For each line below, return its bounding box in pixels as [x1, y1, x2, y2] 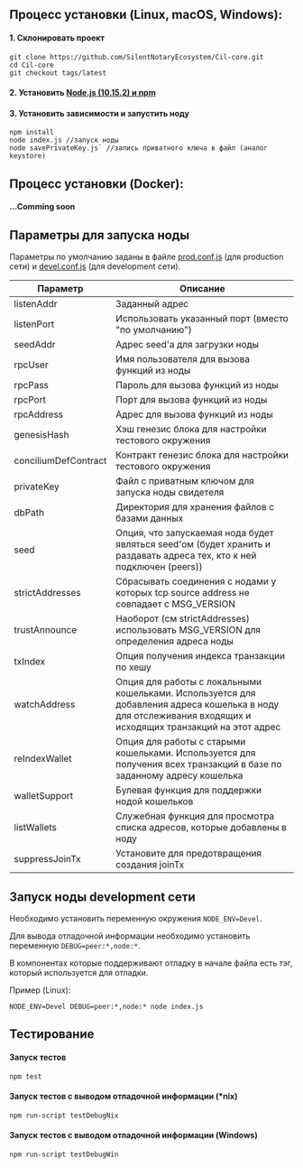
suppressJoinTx [14, 853, 81, 866]
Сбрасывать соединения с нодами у [115, 575, 277, 588]
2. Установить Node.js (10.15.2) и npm [9, 88, 156, 98]
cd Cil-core [9, 60, 54, 70]
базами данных [115, 512, 184, 524]
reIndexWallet [14, 753, 72, 765]
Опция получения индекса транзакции [115, 650, 286, 663]
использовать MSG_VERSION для [115, 624, 262, 636]
